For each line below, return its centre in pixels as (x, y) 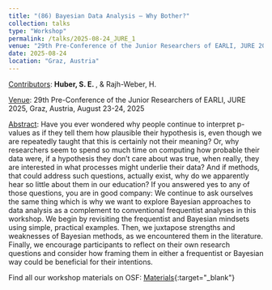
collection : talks (39, 23)
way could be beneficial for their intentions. (81, 262)
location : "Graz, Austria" (54, 62)
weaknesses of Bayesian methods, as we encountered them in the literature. (136, 236)
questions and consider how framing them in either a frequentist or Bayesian (136, 253)
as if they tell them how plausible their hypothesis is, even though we (147, 132)
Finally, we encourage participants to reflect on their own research (119, 245)
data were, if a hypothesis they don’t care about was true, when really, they (134, 158)
